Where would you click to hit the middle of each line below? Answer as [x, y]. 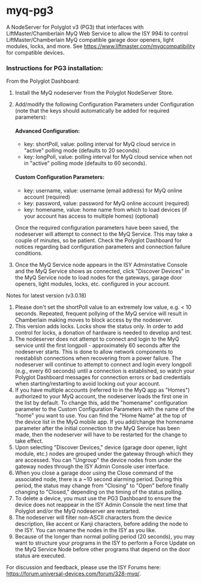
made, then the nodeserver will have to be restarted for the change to [101, 434]
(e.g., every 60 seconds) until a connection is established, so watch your [105, 371]
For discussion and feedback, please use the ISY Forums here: [83, 567]
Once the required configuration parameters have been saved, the [97, 227]
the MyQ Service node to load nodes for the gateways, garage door [98, 277]
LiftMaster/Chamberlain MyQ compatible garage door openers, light [90, 40]
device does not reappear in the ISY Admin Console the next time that [101, 504]
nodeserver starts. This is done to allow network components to [94, 351]
